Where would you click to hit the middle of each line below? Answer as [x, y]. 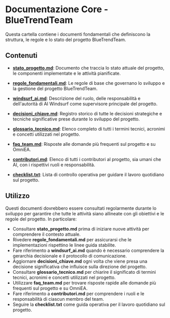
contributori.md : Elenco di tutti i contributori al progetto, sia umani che [87, 159]
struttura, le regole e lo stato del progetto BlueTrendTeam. [66, 40]
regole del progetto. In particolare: [41, 219]
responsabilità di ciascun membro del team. [58, 299]
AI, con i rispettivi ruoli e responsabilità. [54, 165]
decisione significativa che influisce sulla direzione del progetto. [80, 266]
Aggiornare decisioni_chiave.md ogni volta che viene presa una [80, 261]
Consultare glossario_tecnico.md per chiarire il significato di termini [84, 272]
